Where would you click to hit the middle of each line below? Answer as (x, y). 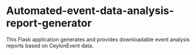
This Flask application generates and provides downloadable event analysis (98, 39)
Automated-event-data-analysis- (90, 11)
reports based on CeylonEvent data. (50, 46)
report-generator (49, 23)
